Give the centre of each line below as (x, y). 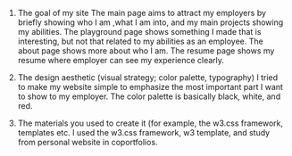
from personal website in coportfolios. (88, 142)
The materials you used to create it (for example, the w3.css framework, (150, 123)
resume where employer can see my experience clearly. (121, 60)
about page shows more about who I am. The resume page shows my (146, 51)
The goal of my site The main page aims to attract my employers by (142, 13)
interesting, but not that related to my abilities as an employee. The (140, 41)
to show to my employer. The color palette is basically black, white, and (149, 96)
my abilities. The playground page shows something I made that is (139, 32)
